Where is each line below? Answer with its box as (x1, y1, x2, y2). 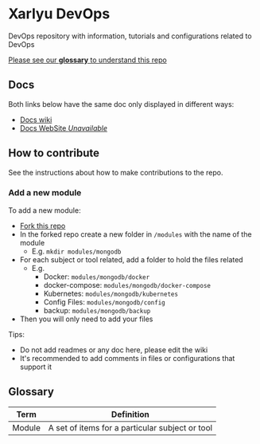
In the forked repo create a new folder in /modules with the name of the (19, 229, 252, 239)
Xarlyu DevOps (8, 5, 111, 23)
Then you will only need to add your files (19, 314, 153, 324)
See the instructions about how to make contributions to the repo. (8, 167, 223, 177)
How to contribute (8, 147, 100, 160)
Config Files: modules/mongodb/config (43, 297, 165, 307)
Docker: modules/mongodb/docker (43, 272, 150, 281)
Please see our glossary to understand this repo (8, 55, 167, 65)
